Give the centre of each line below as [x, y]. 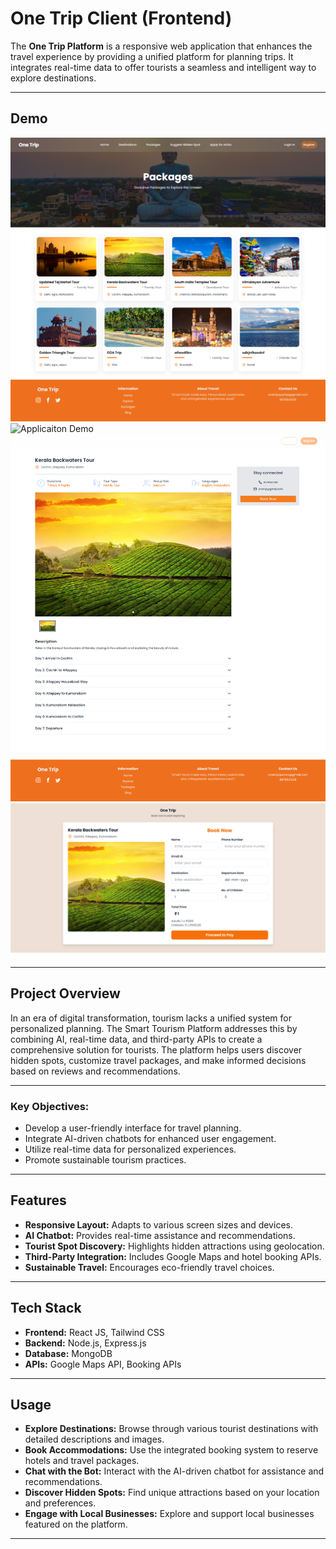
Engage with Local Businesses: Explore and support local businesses [169, 1514]
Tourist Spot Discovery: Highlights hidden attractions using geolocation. [174, 1246]
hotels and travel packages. [82, 1461]
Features [38, 1200]
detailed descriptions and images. [94, 1439]
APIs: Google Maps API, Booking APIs [103, 1364]
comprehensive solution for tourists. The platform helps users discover [156, 1049]
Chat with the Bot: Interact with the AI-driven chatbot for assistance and [174, 1471]
